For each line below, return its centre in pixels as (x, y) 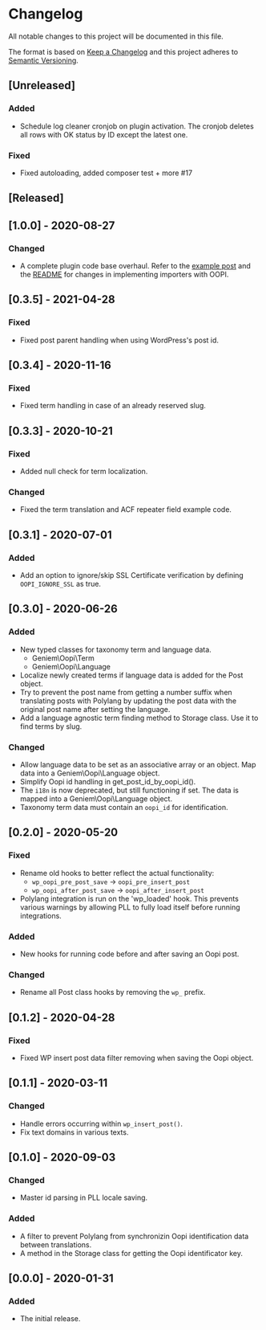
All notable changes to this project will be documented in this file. (116, 36)
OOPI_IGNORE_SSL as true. (60, 584)
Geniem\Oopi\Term (63, 658)
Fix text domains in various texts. (74, 1132)
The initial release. (50, 1319)
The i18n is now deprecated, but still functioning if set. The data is (129, 790)
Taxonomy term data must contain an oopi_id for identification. (124, 808)
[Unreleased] (42, 86)
